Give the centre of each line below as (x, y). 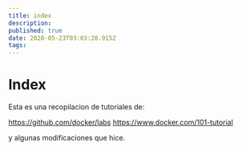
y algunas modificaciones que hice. (67, 138)
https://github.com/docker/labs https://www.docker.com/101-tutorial (121, 122)
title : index (30, 16)
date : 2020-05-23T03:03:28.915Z (62, 38)
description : (30, 23)
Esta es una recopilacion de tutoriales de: (77, 107)
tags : (17, 45)
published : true (35, 30)
